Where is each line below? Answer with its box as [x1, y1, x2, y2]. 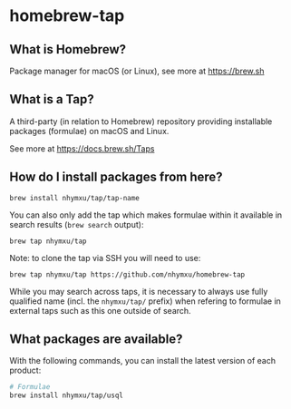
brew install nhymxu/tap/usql [9, 391, 124, 400]
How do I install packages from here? [9, 170, 224, 185]
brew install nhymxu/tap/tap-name [9, 193, 141, 202]
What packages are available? [9, 332, 183, 347]
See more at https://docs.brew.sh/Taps [9, 142, 155, 154]
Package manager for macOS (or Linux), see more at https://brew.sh [9, 65, 265, 76]
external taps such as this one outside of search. [9, 305, 192, 316]
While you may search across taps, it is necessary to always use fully [9, 286, 268, 297]
